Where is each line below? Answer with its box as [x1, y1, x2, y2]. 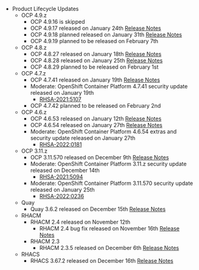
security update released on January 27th [30, 134, 136, 142]
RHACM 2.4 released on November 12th [30, 218, 131, 226]
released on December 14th [30, 167, 100, 174]
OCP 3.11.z [21, 147, 47, 154]
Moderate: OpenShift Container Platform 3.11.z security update [30, 161, 187, 167]
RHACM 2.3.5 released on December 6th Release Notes [39, 244, 180, 251]
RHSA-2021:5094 [39, 173, 83, 180]
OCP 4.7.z [21, 70, 46, 77]
